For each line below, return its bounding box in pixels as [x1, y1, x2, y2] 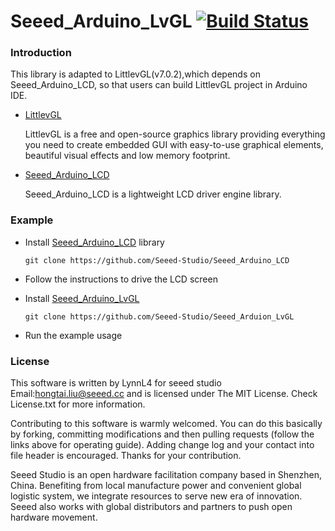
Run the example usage [24, 329, 123, 341]
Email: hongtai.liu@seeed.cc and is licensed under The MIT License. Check [10, 388, 318, 400]
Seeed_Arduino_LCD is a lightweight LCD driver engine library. [24, 188, 282, 200]
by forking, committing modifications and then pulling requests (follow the [10, 428, 315, 440]
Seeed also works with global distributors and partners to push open [10, 501, 293, 513]
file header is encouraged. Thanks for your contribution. [10, 450, 242, 462]
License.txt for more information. [10, 398, 146, 410]
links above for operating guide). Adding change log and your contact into [10, 439, 315, 451]
